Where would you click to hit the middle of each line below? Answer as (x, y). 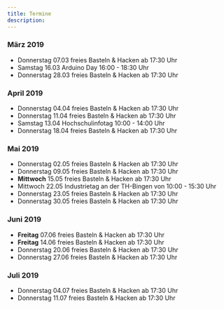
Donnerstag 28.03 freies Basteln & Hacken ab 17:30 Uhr (98, 75)
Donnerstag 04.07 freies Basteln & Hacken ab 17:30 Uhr (98, 290)
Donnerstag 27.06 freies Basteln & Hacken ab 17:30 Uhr (97, 257)
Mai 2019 (23, 149)
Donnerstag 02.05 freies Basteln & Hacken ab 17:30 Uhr (98, 164)
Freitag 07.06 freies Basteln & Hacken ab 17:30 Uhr (91, 235)
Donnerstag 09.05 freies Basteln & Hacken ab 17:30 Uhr (98, 172)
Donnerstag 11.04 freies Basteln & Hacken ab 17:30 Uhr (97, 116)
